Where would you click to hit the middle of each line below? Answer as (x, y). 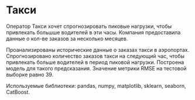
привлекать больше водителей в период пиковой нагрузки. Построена (95, 62)
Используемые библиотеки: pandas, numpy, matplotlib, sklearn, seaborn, (96, 85)
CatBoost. (18, 92)
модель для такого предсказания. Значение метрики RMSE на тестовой (96, 68)
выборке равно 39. (30, 74)
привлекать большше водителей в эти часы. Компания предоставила (93, 32)
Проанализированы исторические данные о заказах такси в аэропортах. (98, 49)
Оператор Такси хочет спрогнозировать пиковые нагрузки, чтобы (89, 26)
